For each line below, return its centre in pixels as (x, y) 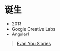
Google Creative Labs (33, 29)
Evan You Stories (34, 43)
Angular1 (20, 34)
